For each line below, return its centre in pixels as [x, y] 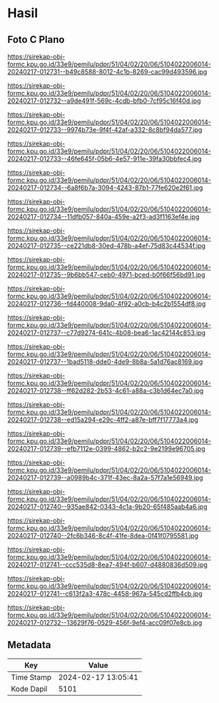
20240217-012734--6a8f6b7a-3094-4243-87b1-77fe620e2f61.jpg [105, 188]
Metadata [29, 645]
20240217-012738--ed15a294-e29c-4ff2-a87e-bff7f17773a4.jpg [103, 420]
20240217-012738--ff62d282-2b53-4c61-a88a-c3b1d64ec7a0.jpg [106, 391]
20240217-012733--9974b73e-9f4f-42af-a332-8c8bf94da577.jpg [105, 130]
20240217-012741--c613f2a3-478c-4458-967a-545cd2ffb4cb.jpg [105, 593]
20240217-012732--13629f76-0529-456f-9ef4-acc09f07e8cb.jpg [105, 623]
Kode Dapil [29, 689]
